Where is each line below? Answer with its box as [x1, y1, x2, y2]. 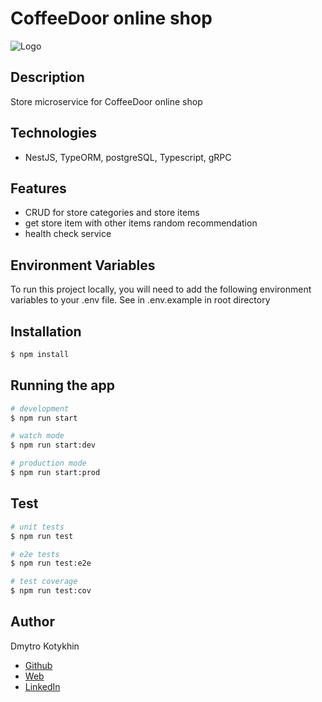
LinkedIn [24, 680, 61, 692]
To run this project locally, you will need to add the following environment [10, 283, 312, 296]
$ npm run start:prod [10, 468, 101, 478]
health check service [24, 228, 112, 240]
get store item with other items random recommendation [24, 217, 258, 229]
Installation [10, 323, 82, 340]
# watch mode [10, 431, 65, 441]
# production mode [10, 458, 87, 469]
